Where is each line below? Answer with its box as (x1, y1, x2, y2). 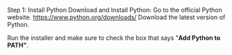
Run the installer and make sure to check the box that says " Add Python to (7, 34, 221, 42)
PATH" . (7, 41, 29, 49)
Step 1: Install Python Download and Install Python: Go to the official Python (7, 6, 223, 14)
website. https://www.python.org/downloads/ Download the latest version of (7, 13, 226, 21)
